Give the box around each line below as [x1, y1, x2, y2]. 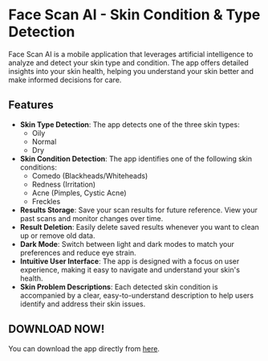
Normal [31, 137, 57, 146]
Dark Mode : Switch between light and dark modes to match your [19, 239, 235, 248]
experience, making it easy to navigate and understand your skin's [19, 265, 241, 274]
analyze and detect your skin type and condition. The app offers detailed [8, 58, 249, 68]
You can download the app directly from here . [8, 343, 160, 353]
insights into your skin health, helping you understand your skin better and [8, 66, 254, 76]
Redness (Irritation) [31, 179, 96, 189]
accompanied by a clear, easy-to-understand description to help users [19, 290, 254, 300]
